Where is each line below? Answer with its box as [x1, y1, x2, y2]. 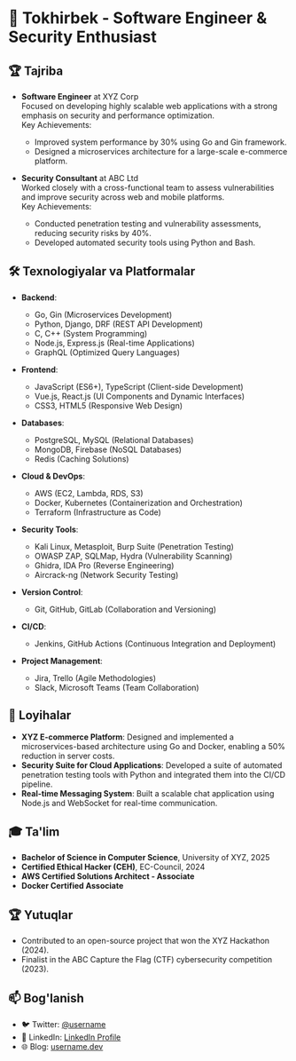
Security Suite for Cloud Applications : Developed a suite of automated [20, 759, 283, 771]
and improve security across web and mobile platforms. [20, 192, 225, 202]
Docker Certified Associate [20, 881, 124, 891]
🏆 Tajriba [8, 63, 64, 78]
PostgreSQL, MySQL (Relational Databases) [34, 434, 194, 445]
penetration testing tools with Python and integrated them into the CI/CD [20, 769, 285, 780]
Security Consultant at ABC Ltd [20, 173, 139, 183]
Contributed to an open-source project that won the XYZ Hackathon [20, 936, 270, 946]
